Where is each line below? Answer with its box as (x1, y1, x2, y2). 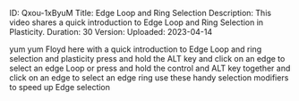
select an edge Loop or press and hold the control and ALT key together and (9, 63, 291, 73)
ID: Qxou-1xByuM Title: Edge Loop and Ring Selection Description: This (9, 8, 271, 18)
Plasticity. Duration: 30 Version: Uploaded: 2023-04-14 (9, 27, 213, 37)
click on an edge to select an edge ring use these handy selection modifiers (9, 72, 289, 83)
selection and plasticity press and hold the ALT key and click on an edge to (9, 54, 286, 63)
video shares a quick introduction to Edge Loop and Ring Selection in (9, 17, 264, 28)
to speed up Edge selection (9, 82, 110, 92)
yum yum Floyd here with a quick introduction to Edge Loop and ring (9, 44, 262, 55)
